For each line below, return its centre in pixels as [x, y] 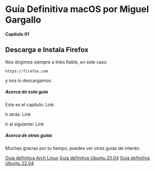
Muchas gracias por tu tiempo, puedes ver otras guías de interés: [73, 148]
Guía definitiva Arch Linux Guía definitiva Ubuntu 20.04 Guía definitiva [77, 158]
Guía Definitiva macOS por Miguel [77, 9]
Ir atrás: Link [18, 114]
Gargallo [23, 20]
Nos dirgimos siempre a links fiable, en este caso [56, 62]
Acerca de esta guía [27, 92]
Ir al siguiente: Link [25, 124]
